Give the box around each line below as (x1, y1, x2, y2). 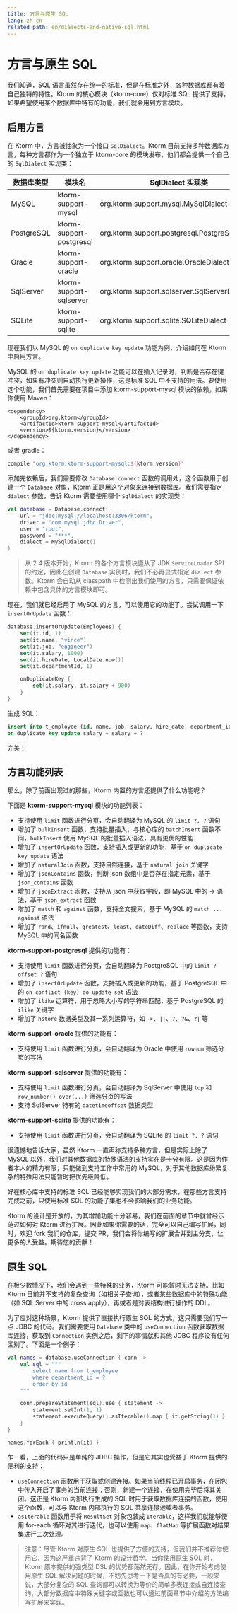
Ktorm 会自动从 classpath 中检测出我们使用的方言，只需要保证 (37, 577, 219, 585)
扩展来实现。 (30, 1597, 68, 1606)
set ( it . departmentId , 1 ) (20, 663, 93, 670)
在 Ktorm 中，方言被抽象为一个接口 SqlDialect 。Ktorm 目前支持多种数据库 (7, 141, 224, 150)
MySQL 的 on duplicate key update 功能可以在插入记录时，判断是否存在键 (7, 367, 224, 376)
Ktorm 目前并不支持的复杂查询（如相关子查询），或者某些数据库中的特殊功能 (7, 1290, 228, 1298)
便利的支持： (7, 1462, 44, 1470)
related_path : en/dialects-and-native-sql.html (7, 23, 150, 30)
